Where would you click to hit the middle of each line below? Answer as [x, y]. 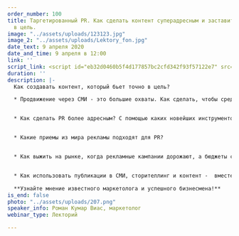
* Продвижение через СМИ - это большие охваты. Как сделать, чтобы [116, 100]
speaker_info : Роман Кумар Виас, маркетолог [74, 208]
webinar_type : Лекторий [43, 215]
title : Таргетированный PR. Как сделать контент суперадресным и [106, 21]
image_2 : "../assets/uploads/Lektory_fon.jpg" [78, 41]
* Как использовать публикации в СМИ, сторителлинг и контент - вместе [124, 176]
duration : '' [27, 73]
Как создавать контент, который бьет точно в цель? [92, 87]
